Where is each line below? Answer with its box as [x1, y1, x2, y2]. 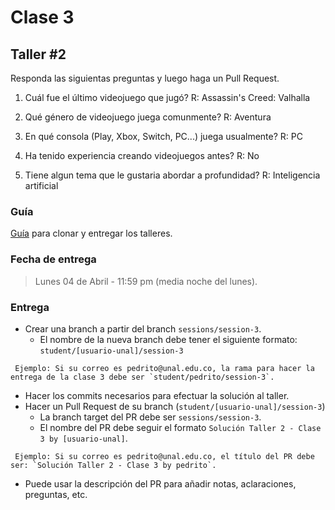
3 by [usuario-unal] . [39, 432, 128, 444]
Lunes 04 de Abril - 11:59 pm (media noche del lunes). [34, 275, 258, 287]
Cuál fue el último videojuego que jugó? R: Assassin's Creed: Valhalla [24, 92, 311, 103]
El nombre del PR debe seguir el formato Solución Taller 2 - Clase [39, 421, 322, 433]
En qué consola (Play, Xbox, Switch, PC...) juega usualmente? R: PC [24, 131, 303, 142]
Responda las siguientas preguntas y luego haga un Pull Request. [10, 72, 280, 84]
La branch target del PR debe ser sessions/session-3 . [39, 411, 262, 423]
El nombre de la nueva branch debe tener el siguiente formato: [39, 333, 298, 345]
